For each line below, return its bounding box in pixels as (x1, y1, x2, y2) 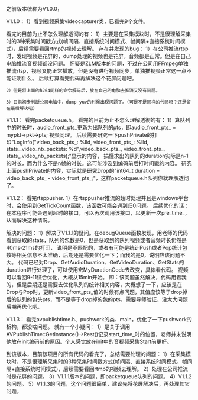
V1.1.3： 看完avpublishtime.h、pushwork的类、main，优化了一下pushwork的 (6, 316, 192, 322)
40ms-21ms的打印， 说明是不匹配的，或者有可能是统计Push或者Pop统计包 (6, 244, 188, 251)
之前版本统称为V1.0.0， (6, 5, 63, 12)
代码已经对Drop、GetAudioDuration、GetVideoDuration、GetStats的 (17, 259, 184, 266)
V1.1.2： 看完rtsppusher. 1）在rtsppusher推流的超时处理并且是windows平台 (6, 195, 189, 201)
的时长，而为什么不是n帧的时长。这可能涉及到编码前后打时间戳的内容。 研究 (6, 160, 192, 167)
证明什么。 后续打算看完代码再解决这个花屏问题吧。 (11, 75, 137, 82)
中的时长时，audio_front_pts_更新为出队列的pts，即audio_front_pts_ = (6, 124, 176, 131)
